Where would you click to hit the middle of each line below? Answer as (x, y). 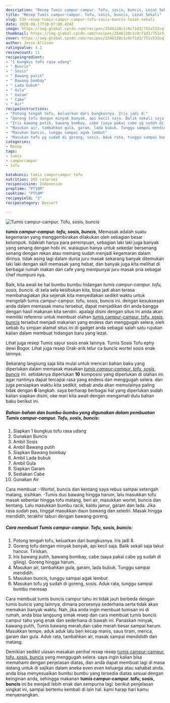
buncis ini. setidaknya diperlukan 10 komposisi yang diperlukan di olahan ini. (85, 374)
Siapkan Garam (29, 468)
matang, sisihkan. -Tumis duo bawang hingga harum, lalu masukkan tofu (81, 494)
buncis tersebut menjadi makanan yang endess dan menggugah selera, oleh (85, 322)
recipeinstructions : (27, 109)
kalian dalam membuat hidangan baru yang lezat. (57, 333)
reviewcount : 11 (23, 52)
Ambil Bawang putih (34, 447)
